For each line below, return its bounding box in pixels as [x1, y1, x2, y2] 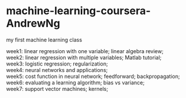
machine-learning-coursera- [6, 4, 151, 18]
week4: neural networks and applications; [6, 66, 108, 73]
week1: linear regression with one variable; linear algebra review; [6, 47, 164, 54]
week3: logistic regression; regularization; [6, 60, 108, 67]
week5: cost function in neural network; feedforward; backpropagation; [6, 73, 180, 80]
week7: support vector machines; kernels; [6, 85, 108, 92]
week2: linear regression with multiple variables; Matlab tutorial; [6, 54, 162, 61]
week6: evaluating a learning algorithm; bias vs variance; [6, 79, 145, 86]
